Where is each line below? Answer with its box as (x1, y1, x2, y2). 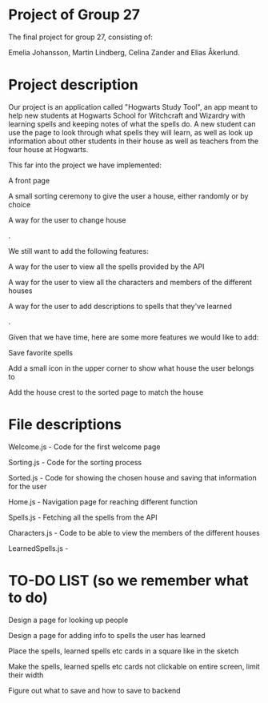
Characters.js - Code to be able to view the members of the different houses (8, 528, 260, 537)
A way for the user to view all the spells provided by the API (8, 262, 205, 271)
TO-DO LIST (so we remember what (8, 572, 250, 589)
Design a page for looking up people (8, 615, 129, 625)
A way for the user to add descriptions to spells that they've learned (8, 301, 232, 311)
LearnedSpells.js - (8, 543, 69, 553)
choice (8, 199, 31, 209)
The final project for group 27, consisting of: (8, 32, 154, 42)
